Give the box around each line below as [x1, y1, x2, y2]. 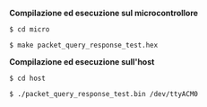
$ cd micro [9, 25, 50, 34]
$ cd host [9, 74, 47, 83]
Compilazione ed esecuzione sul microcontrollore [9, 8, 199, 18]
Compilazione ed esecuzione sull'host [9, 57, 155, 67]
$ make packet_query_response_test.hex [9, 40, 159, 49]
